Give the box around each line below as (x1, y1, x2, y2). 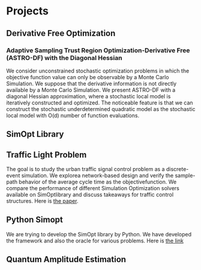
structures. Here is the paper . (6, 197, 79, 205)
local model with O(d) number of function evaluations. (6, 112, 140, 119)
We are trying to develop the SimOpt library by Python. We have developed (6, 230, 192, 238)
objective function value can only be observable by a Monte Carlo (6, 73, 169, 80)
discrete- (166, 166, 189, 173)
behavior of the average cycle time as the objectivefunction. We (19, 178, 177, 185)
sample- (175, 172, 196, 179)
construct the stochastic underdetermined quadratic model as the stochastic (6, 105, 196, 112)
